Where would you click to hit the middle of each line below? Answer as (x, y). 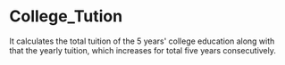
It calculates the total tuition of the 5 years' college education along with (142, 41)
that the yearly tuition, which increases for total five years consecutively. (143, 50)
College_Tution (66, 16)
